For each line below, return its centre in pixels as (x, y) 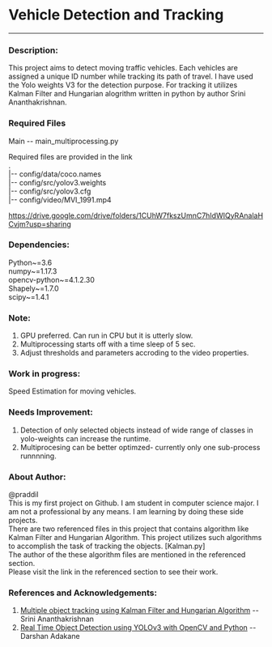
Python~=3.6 (30, 262)
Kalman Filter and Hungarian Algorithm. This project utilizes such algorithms (135, 538)
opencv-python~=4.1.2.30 (52, 279)
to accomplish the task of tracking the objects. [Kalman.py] (107, 546)
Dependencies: (39, 245)
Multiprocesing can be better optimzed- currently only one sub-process (140, 447)
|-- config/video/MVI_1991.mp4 (60, 199)
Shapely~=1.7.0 (34, 288)
